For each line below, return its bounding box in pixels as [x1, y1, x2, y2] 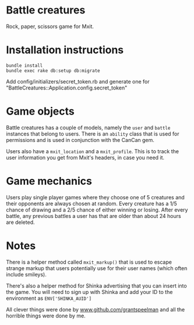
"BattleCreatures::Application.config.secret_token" [6, 84, 128, 91]
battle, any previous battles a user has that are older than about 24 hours [6, 212, 182, 219]
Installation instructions [6, 43, 124, 57]
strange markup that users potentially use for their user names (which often [6, 264, 188, 272]
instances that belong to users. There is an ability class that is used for [6, 130, 179, 137]
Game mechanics [6, 175, 92, 188]
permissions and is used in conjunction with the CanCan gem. [6, 136, 154, 143]
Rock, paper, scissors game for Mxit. [6, 23, 94, 30]
